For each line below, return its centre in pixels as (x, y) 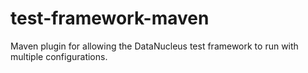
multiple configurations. (59, 56)
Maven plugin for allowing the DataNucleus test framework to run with (154, 46)
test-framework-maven (110, 18)
